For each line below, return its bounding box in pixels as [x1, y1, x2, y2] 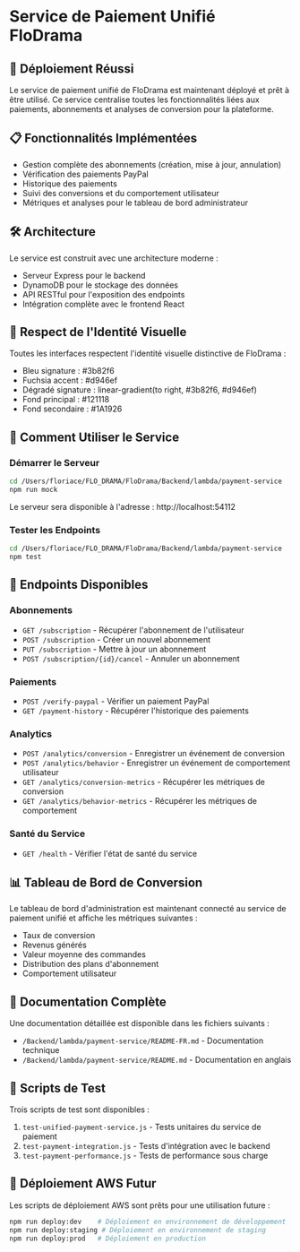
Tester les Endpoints [9, 523, 101, 536]
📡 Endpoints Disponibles [9, 577, 149, 592]
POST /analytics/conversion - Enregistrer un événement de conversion [21, 748, 285, 759]
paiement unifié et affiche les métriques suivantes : [9, 912, 199, 924]
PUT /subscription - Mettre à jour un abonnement [21, 643, 207, 654]
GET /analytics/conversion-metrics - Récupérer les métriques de [21, 777, 266, 788]
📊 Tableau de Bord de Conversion [9, 875, 203, 890]
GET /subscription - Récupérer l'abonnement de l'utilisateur [21, 625, 244, 635]
